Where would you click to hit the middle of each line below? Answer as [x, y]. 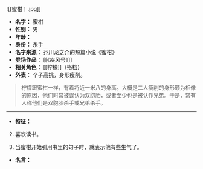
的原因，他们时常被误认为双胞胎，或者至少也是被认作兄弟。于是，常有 [108, 95]
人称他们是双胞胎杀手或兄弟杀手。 [63, 103]
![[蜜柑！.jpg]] [24, 9]
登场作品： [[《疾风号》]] [43, 60]
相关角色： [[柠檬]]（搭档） [49, 67]
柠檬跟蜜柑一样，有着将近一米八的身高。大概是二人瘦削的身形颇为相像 [108, 88]
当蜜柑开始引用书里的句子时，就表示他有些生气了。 [79, 147]
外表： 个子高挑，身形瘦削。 [50, 75]
